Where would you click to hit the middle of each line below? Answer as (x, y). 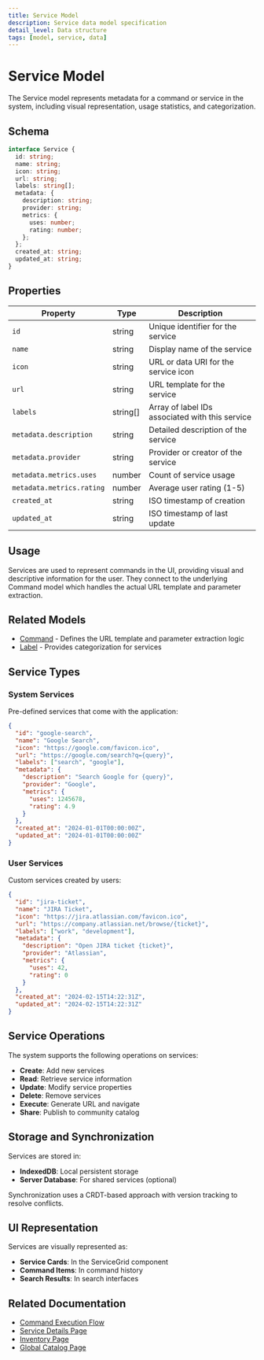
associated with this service (200, 416)
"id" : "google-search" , (54, 733)
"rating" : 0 (48, 975)
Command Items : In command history (81, 1270)
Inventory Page (44, 1340)
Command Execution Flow (62, 1322)
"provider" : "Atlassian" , (65, 953)
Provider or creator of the (196, 452)
